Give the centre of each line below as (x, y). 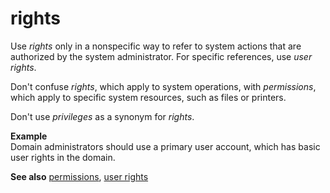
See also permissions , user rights (79, 176)
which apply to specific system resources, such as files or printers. (148, 97)
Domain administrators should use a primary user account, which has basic (165, 146)
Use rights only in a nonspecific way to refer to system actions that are (156, 46)
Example (29, 136)
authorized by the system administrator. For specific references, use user (161, 56)
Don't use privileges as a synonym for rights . (102, 116)
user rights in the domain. (63, 157)
